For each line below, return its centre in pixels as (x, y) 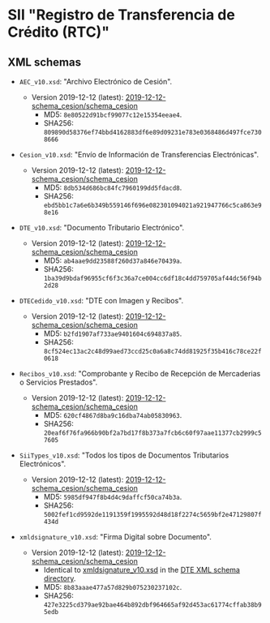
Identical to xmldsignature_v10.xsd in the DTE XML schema (142, 570)
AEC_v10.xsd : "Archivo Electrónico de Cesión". (96, 82)
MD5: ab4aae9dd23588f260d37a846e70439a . (113, 260)
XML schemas (45, 62)
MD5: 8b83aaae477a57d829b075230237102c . (113, 587)
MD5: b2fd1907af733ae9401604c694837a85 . (113, 333)
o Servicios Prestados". (58, 382)
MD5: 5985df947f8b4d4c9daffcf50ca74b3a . (113, 497)
